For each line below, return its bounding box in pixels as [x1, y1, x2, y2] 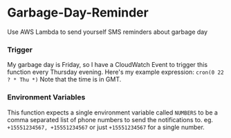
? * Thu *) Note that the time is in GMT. [7, 75, 122, 83]
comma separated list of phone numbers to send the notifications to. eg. [7, 115, 213, 124]
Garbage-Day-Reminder [7, 5, 149, 21]
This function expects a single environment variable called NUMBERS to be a [7, 108, 218, 117]
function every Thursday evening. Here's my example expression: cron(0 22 [7, 68, 224, 77]
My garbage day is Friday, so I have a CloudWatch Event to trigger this [7, 61, 208, 69]
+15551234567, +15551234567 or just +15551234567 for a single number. [7, 123, 205, 131]
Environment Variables [7, 92, 86, 102]
